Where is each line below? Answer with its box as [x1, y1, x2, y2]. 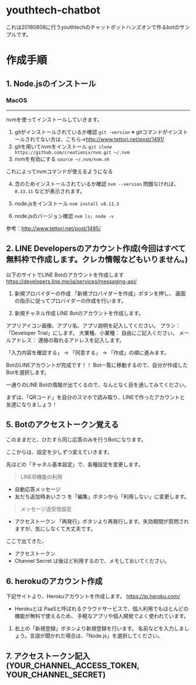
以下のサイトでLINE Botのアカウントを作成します [6, 271, 124, 278]
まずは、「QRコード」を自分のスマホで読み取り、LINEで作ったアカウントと [6, 393, 185, 400]
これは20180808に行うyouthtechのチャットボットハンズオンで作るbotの [6, 23, 180, 30]
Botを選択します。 [6, 369, 50, 376]
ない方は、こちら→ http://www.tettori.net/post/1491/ [40, 136, 164, 143]
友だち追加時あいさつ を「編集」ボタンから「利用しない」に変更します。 [14, 493, 190, 500]
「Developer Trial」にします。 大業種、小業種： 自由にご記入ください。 [6, 329, 178, 336]
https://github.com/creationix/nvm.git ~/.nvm [14, 150, 130, 155]
